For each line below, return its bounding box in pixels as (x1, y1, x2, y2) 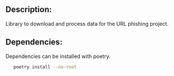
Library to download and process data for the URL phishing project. (5, 20, 169, 27)
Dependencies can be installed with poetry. (5, 53, 111, 60)
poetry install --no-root (13, 64, 77, 70)
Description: (5, 5, 52, 15)
